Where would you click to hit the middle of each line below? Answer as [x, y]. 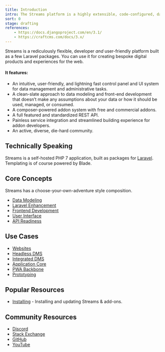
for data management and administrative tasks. [60, 89]
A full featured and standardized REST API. [55, 115]
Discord [20, 329]
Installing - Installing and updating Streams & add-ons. [67, 302]
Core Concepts [29, 179]
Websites [22, 248]
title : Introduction [26, 10]
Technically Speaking [39, 146]
